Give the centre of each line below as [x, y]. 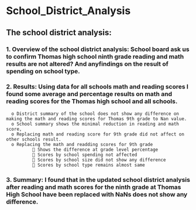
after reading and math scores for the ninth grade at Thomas [94, 187]
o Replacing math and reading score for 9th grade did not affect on [98, 134]
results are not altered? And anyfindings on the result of [87, 64]
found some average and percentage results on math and [89, 94]
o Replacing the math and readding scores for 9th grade [82, 144]
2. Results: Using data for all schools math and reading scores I [97, 87]
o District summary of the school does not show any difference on [95, 114]
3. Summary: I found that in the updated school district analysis [98, 179]
